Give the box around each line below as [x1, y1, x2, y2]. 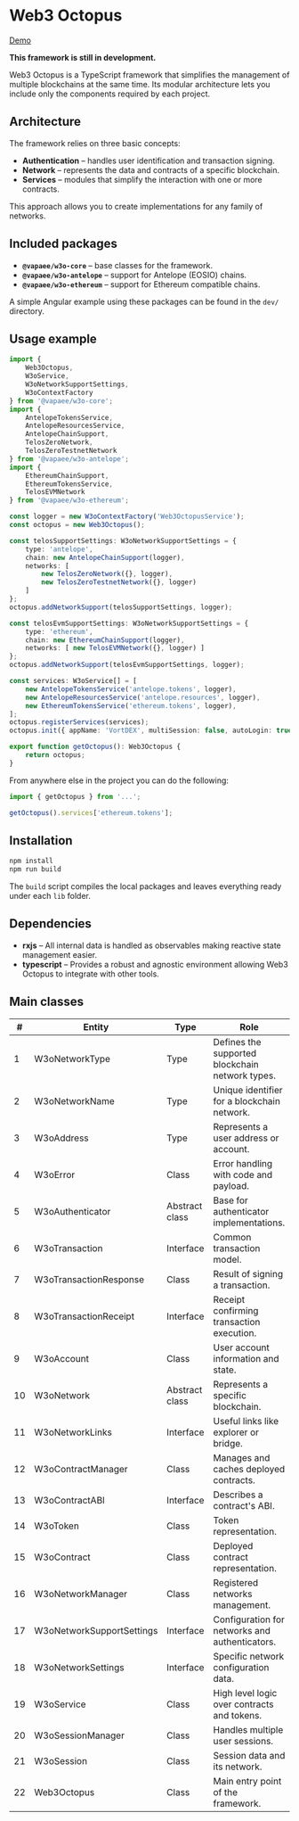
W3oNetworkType [34, 1052, 111, 1065]
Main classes [9, 994, 85, 1009]
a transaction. [213, 1279, 271, 1291]
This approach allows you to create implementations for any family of [9, 201, 263, 211]
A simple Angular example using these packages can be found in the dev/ [9, 296, 279, 307]
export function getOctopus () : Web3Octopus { [9, 742, 181, 752]
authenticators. [213, 1636, 277, 1648]
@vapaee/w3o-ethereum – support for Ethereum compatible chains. [21, 278, 261, 290]
